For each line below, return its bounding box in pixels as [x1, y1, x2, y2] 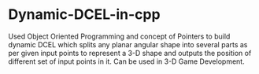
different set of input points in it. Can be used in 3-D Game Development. [8, 57, 246, 66]
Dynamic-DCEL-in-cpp [8, 6, 161, 24]
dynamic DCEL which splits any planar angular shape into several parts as [8, 39, 248, 49]
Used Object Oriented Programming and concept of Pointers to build [8, 31, 231, 41]
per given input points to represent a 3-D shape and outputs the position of [8, 48, 252, 57]
